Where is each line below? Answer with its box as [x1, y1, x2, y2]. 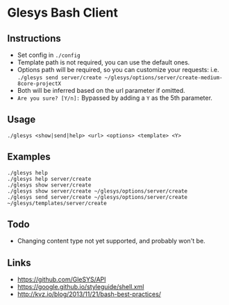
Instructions [7, 33, 61, 44]
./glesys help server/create [7, 175, 92, 182]
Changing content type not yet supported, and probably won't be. [17, 237, 206, 245]
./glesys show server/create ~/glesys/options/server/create [7, 187, 188, 195]
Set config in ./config [17, 51, 81, 59]
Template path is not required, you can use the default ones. [17, 58, 190, 67]
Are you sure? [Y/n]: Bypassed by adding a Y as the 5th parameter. [17, 94, 213, 102]
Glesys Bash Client [7, 5, 118, 21]
